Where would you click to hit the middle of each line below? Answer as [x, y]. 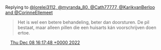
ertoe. [24, 33]
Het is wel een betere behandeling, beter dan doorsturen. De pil [83, 22]
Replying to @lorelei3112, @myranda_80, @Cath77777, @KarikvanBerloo [80, 7]
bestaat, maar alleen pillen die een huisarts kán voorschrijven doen [87, 27]
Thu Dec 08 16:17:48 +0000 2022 [45, 42]
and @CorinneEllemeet [29, 12]
